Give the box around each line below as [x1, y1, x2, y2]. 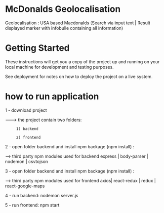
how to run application [5, 91, 99, 102]
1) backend [16, 126, 39, 131]
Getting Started [5, 43, 70, 54]
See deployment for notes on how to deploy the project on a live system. [5, 73, 153, 80]
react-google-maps [5, 183, 45, 189]
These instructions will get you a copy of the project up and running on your [5, 58, 160, 65]
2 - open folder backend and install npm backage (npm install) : [5, 143, 134, 149]
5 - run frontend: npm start [5, 202, 60, 208]
